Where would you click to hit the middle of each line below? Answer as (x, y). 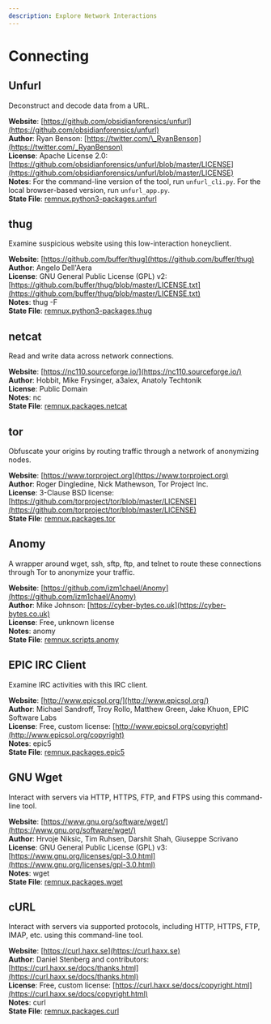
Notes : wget (29, 873)
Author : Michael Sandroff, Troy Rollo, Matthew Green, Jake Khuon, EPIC (129, 709)
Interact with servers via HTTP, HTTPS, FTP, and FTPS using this (116, 797)
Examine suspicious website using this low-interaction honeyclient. (120, 243)
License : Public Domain (48, 389)
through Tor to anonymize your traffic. (72, 572)
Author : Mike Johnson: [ (49, 605)
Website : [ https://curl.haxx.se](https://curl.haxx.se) (94, 951)
